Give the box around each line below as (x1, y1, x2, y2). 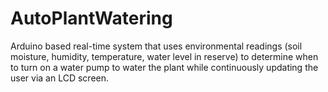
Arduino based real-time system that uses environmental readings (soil (10, 40, 303, 52)
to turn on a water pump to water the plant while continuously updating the (10, 61, 319, 73)
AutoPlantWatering (10, 7, 173, 30)
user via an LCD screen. (10, 72, 110, 84)
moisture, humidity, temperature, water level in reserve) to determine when (10, 50, 319, 62)
